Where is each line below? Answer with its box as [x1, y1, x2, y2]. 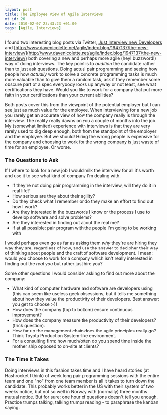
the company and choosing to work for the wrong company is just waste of [5, 139, 159, 145]
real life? [12, 188, 30, 194]
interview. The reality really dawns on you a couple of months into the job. [5, 118, 157, 124]
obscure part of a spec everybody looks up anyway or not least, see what [5, 82, 157, 87]
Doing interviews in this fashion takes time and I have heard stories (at [5, 367, 149, 373]
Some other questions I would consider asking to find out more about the [5, 270, 155, 276]
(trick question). [12, 323, 46, 329]
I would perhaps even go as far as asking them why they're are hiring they [5, 240, 157, 246]
